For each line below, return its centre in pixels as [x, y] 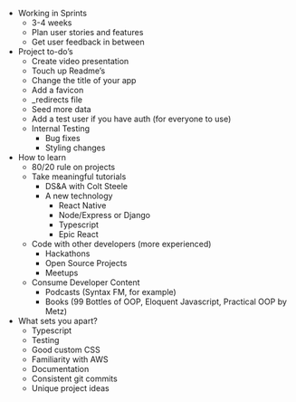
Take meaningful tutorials [79, 177]
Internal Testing [61, 129]
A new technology [79, 196]
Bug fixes [62, 138]
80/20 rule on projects [73, 167]
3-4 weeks [52, 23]
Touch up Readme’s [68, 71]
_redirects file [57, 100]
